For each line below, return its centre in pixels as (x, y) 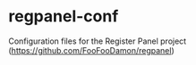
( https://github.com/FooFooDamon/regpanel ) (92, 50)
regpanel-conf (64, 16)
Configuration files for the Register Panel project (98, 41)
